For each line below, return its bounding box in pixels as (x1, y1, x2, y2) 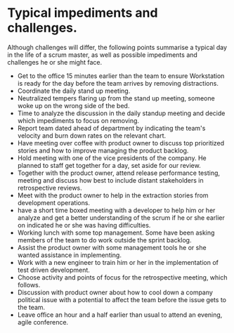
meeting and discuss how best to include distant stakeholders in (17, 176, 204, 184)
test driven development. (17, 266, 90, 274)
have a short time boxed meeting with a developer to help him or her (17, 206, 216, 214)
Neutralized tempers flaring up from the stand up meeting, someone (17, 93, 216, 103)
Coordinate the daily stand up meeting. (17, 86, 131, 95)
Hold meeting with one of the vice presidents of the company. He (17, 153, 207, 162)
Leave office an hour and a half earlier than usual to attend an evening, (17, 311, 223, 319)
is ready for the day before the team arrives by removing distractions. (17, 79, 219, 87)
